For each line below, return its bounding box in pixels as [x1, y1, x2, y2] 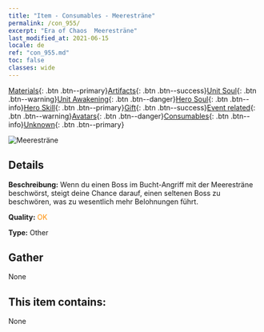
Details [8, 158, 44, 172]
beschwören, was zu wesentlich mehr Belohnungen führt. [8, 197, 198, 206]
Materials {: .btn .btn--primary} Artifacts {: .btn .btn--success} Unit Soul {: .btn [8, 86, 258, 95]
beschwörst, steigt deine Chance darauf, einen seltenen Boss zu [8, 188, 222, 198]
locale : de [8, 42, 45, 50]
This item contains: [8, 295, 106, 309]
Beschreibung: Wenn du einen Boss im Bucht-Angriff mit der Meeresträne [8, 179, 254, 189]
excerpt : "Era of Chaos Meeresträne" [8, 26, 138, 34]
